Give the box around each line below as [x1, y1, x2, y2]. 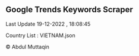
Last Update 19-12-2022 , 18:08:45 [5, 20, 91, 27]
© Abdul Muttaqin [5, 43, 50, 50]
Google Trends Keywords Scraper [5, 5, 133, 15]
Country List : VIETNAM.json [5, 32, 75, 39]
